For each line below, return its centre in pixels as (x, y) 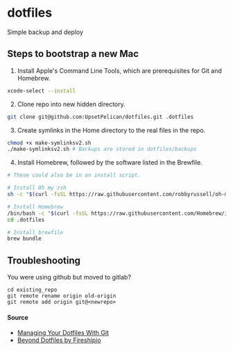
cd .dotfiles (26, 220)
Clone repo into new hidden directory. (71, 104)
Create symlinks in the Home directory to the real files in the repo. (111, 130)
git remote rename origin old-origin (62, 296)
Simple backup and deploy (45, 32)
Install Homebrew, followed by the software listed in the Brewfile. (110, 163)
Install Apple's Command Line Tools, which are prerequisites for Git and (119, 70)
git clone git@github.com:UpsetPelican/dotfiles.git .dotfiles (101, 117)
